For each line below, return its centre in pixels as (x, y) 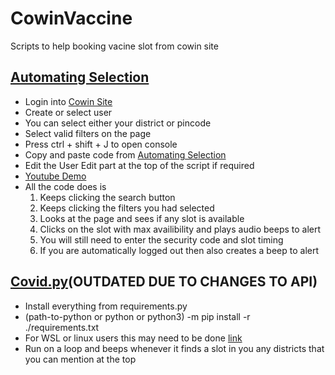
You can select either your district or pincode (118, 123)
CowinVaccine (71, 18)
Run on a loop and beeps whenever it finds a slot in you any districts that (174, 348)
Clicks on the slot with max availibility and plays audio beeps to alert (180, 229)
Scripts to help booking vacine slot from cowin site (114, 46)
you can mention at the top (80, 359)
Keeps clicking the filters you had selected (127, 208)
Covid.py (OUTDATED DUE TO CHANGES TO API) (164, 282)
